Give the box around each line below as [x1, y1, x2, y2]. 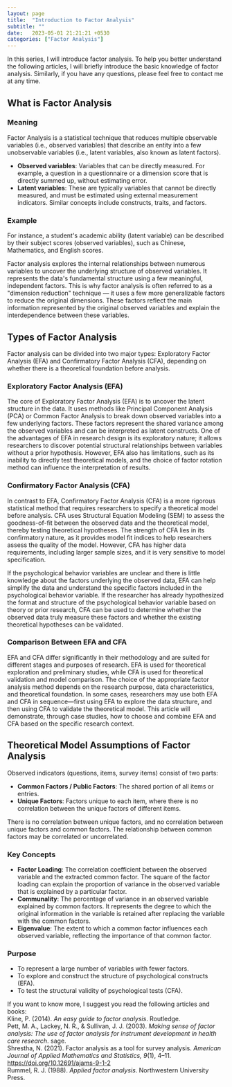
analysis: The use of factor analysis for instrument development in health [7, 1030, 217, 1038]
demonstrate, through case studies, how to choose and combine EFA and [7, 712, 217, 720]
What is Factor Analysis [7, 97, 112, 109]
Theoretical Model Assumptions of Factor [7, 739, 190, 751]
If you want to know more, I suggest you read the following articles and [7, 1000, 210, 1008]
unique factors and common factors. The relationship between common [7, 825, 213, 833]
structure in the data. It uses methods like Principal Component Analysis [7, 404, 213, 413]
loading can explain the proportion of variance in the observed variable [17, 880, 220, 888]
